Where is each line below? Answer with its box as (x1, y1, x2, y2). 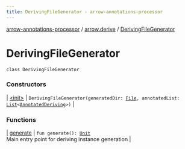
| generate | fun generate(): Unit (6, 129, 91, 136)
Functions (6, 115, 36, 124)
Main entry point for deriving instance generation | (6, 136, 131, 143)
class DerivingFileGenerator (6, 66, 80, 72)
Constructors (6, 80, 46, 89)
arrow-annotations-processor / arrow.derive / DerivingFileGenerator (6, 25, 175, 33)
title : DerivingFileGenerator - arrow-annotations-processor (6, 8, 163, 15)
